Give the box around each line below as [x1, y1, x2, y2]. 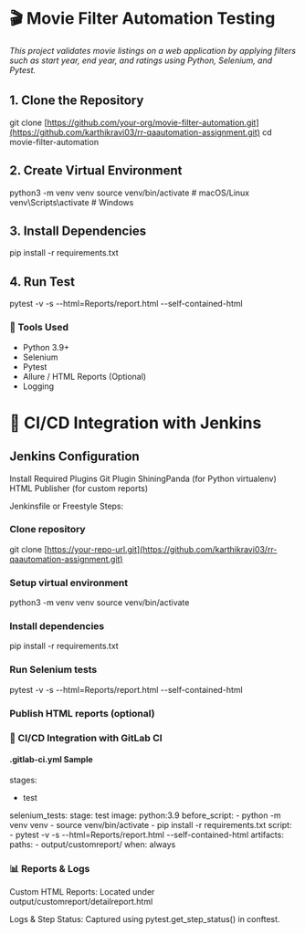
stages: [9, 774, 38, 785]
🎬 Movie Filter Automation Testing [9, 8, 276, 29]
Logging [22, 381, 55, 392]
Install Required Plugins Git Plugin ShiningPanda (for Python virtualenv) [9, 473, 277, 484]
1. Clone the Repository [9, 93, 144, 109]
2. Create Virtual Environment [9, 163, 183, 179]
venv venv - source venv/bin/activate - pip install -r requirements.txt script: [9, 819, 292, 830]
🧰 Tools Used [9, 321, 68, 334]
